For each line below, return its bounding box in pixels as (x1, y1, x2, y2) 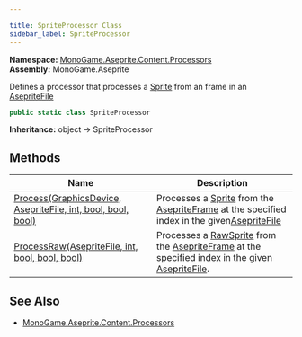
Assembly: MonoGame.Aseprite (9, 64, 129, 75)
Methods (9, 150, 61, 165)
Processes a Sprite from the (155, 192, 274, 205)
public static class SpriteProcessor (9, 108, 151, 117)
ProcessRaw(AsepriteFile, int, (13, 240, 138, 253)
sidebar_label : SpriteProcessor (9, 29, 130, 39)
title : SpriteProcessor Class (9, 21, 123, 30)
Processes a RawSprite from (155, 229, 277, 242)
